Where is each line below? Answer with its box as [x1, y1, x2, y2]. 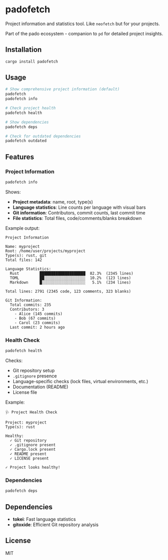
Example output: [5, 225, 40, 231]
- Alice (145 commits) [14, 311, 63, 316]
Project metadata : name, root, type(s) [12, 198, 93, 205]
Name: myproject [5, 244, 40, 249]
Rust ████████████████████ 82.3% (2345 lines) [10, 271, 134, 276]
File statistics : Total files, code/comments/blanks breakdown [12, 215, 142, 221]
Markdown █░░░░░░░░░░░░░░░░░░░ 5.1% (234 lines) [10, 279, 131, 285]
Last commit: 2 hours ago [10, 325, 65, 330]
